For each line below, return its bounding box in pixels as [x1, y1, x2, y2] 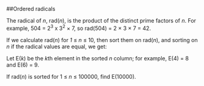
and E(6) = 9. [6, 61, 40, 68]
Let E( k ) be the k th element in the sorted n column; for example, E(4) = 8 [6, 54, 189, 62]
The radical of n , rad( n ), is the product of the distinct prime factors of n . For [6, 17, 197, 24]
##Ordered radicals [6, 5, 56, 12]
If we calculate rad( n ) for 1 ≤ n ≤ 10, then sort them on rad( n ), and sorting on [6, 36, 198, 43]
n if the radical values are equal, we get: [6, 43, 107, 50]
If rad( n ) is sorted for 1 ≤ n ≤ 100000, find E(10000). [6, 73, 136, 80]
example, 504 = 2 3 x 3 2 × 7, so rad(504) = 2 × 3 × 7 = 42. [6, 24, 151, 32]
